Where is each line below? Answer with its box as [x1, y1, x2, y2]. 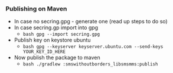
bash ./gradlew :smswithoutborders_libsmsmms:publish [22, 61, 158, 67]
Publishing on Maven [5, 5, 67, 13]
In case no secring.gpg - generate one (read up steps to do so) [14, 18, 168, 25]
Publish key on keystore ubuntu [14, 37, 91, 44]
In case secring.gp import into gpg [14, 24, 99, 31]
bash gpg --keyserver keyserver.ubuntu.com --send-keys [22, 44, 164, 50]
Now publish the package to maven [14, 54, 101, 61]
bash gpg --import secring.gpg [22, 32, 100, 37]
